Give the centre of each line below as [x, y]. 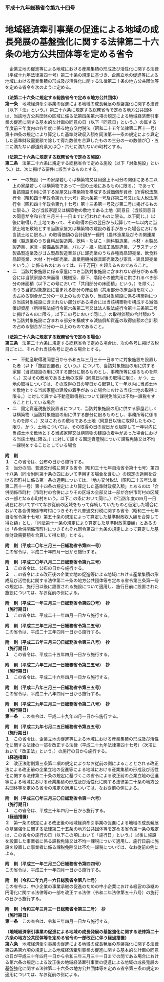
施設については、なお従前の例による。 [43, 592]
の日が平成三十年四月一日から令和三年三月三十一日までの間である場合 [76, 956]
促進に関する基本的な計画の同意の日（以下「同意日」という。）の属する [85, 122]
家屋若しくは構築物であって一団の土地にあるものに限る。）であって [88, 186]
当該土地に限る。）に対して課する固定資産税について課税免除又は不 [84, 439]
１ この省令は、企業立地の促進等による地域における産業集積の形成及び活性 [82, 739]
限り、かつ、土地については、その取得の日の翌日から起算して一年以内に [84, 426]
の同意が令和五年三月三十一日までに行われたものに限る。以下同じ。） [82, 216]
